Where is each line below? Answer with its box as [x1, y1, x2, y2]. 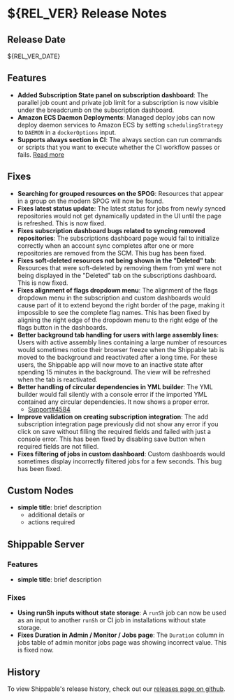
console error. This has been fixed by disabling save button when [17, 435, 206, 443]
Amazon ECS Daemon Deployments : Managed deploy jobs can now [17, 113, 215, 121]
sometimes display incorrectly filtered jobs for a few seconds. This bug [17, 457, 222, 465]
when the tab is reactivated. [17, 375, 98, 384]
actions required [27, 518, 75, 526]
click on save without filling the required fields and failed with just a [17, 427, 212, 435]
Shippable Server [7, 538, 85, 550]
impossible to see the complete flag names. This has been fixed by [17, 308, 210, 316]
